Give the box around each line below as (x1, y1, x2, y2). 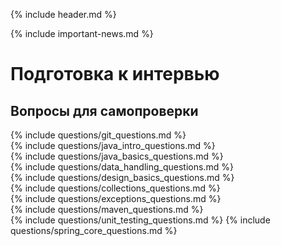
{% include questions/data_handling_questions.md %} (10, 161, 234, 173)
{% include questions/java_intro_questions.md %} (10, 140, 216, 151)
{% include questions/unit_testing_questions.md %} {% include (10, 214, 271, 226)
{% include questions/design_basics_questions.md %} (10, 172, 235, 183)
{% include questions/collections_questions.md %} (10, 182, 221, 194)
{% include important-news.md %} (10, 28, 154, 39)
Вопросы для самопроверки (10, 102, 199, 119)
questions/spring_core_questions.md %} (10, 225, 178, 236)
